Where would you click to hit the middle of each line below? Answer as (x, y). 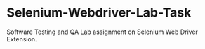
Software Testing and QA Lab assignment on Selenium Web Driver (102, 32)
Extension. (22, 39)
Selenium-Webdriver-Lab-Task (99, 13)
